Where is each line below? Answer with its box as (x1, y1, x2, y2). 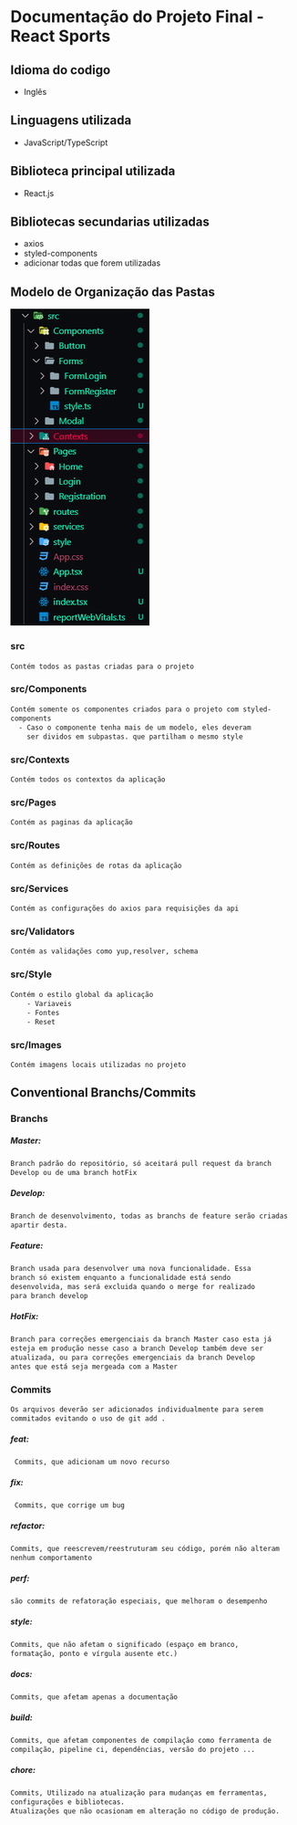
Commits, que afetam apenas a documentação (10, 1693, 179, 1702)
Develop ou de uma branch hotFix (10, 1169, 138, 1178)
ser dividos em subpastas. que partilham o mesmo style (26, 732, 244, 741)
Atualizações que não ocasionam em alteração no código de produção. (10, 1807, 281, 1816)
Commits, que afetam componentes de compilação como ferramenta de (10, 1736, 272, 1746)
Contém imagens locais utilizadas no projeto (10, 1060, 186, 1069)
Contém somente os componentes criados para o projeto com (10, 705, 240, 714)
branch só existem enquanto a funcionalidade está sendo (10, 1274, 231, 1283)
